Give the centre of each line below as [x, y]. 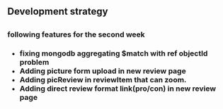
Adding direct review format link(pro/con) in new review [118, 89]
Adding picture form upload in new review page [103, 71]
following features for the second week [76, 34]
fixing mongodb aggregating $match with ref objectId [114, 53]
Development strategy [58, 12]
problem [34, 62]
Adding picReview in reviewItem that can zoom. [103, 79]
